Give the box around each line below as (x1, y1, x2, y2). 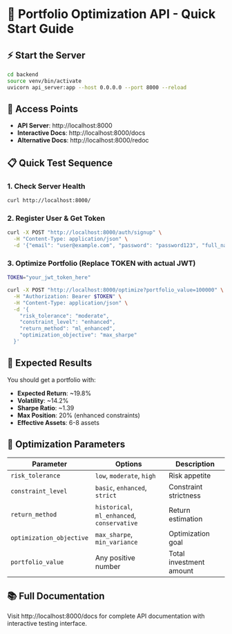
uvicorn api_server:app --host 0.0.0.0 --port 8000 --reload (7, 84, 187, 91)
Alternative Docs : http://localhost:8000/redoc (17, 136, 150, 145)
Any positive (95, 553, 136, 563)
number (95, 561, 121, 571)
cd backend (7, 71, 39, 78)
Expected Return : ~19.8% (17, 389, 92, 397)
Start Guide (7, 21, 75, 37)
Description (175, 459, 215, 469)
